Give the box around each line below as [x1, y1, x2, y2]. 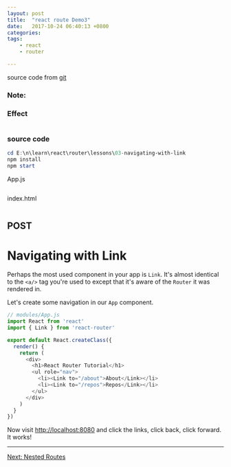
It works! [7, 433, 32, 442]
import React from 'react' [7, 318, 85, 325]
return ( [19, 350, 45, 356]
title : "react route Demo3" [7, 16, 91, 23]
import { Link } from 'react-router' [7, 324, 115, 332]
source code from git [7, 73, 67, 81]
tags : [7, 36, 23, 43]
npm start [7, 163, 36, 170]
